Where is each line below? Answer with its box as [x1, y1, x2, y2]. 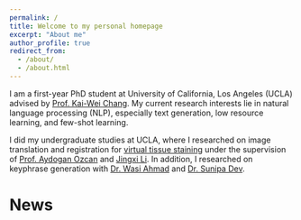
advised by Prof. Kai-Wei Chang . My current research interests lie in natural [9, 97, 289, 108]
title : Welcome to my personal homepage [9, 22, 164, 31]
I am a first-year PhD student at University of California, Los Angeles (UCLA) [9, 87, 293, 99]
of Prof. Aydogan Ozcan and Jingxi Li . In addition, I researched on [9, 153, 253, 164]
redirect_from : [9, 47, 67, 56]
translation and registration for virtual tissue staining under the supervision [9, 143, 287, 154]
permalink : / [9, 13, 59, 23]
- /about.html [17, 64, 70, 73]
